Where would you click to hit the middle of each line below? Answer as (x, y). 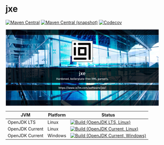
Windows (57, 136)
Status (108, 115)
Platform (57, 115)
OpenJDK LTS (22, 122)
